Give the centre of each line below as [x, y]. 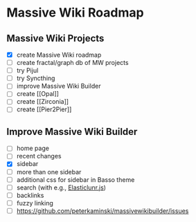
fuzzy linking [35, 203]
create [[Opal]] [38, 94]
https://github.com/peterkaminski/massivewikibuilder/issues [103, 211]
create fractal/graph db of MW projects [72, 63]
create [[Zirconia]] [43, 102]
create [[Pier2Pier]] [44, 109]
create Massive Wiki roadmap [59, 55]
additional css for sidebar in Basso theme [75, 179]
